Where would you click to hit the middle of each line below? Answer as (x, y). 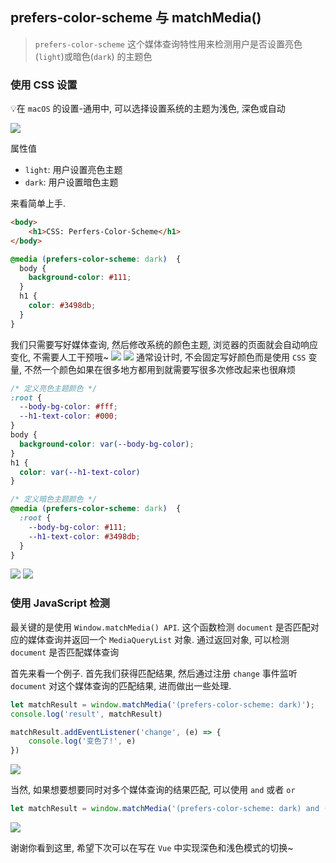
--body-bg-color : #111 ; (78, 527)
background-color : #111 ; (80, 278)
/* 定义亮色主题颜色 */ (54, 388)
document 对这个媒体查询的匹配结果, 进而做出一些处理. (121, 685)
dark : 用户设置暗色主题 (71, 182)
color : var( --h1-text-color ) (80, 472)
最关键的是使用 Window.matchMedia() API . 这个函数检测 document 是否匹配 (160, 627)
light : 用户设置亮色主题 (73, 170)
